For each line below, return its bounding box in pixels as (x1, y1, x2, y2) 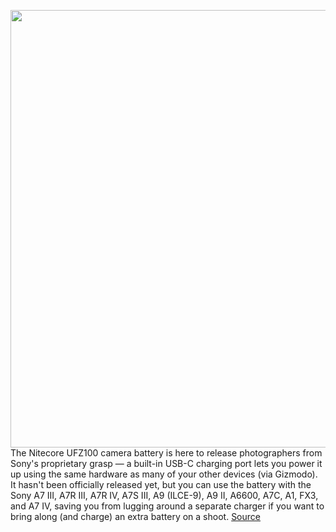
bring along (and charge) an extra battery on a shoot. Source (10, 511, 261, 522)
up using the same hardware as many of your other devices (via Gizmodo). (10, 468, 318, 480)
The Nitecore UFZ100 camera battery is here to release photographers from (10, 447, 323, 459)
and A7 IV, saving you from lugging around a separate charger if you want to (10, 500, 325, 512)
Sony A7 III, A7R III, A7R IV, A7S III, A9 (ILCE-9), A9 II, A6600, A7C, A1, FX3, (10, 490, 319, 501)
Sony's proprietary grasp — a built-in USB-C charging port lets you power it (10, 458, 323, 469)
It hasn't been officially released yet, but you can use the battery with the (10, 479, 312, 490)
